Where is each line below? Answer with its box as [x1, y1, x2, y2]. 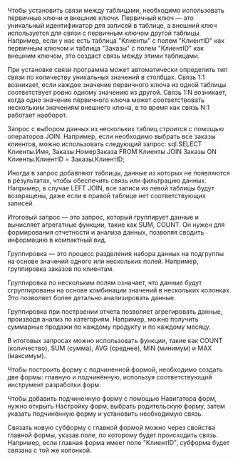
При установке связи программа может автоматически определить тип [7, 66, 228, 73]
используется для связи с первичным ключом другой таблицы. [7, 29, 202, 37]
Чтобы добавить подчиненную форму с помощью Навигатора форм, [7, 394, 217, 402]
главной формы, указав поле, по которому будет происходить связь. [7, 431, 219, 439]
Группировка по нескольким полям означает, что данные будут [7, 278, 202, 287]
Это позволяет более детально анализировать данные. [7, 294, 176, 302]
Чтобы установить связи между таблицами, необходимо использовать [7, 6, 224, 14]
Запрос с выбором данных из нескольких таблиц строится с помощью [7, 125, 224, 133]
